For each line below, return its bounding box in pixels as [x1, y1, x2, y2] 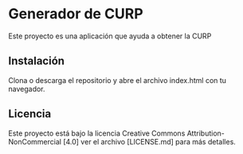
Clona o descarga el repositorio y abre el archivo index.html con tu [8, 75, 227, 85]
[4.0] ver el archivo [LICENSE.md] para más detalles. [63, 136, 237, 146]
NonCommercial [8, 136, 62, 146]
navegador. [8, 84, 45, 93]
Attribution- [186, 128, 225, 138]
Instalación [8, 54, 65, 68]
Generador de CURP [8, 5, 143, 23]
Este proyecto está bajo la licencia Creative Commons [8, 128, 186, 138]
